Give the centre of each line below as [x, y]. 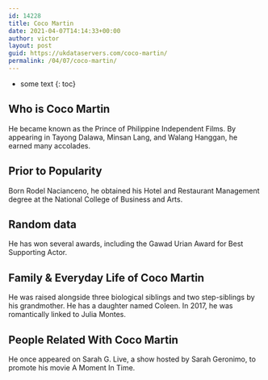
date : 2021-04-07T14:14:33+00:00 [65, 31]
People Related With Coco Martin [94, 340]
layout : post [30, 46]
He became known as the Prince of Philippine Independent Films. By [122, 128]
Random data [42, 224]
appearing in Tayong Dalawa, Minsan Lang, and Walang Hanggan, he [123, 137]
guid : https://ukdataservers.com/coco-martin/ [88, 53]
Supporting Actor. [38, 253]
